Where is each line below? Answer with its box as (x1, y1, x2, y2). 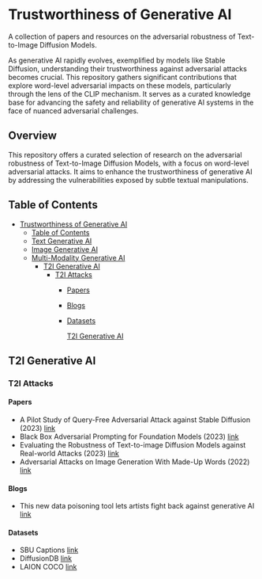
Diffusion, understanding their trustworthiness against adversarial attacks (8, 63, 247, 73)
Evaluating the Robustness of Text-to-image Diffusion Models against (19, 440, 246, 450)
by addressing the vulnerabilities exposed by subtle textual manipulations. (8, 175, 249, 185)
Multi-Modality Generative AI (31, 253, 125, 262)
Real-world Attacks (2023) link (19, 449, 120, 459)
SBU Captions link (19, 545, 79, 555)
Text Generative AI (31, 236, 92, 246)
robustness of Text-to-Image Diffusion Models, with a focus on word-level (8, 158, 249, 168)
